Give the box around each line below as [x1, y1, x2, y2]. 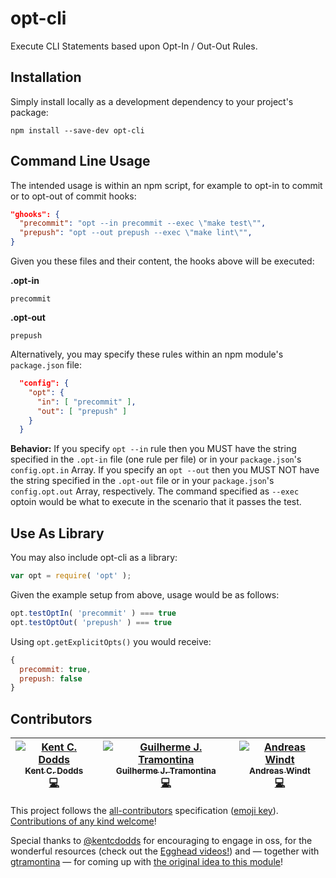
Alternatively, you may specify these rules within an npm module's [10, 348, 284, 361]
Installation [10, 69, 82, 86]
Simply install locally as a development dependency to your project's [10, 95, 294, 107]
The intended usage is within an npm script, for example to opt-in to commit [10, 179, 323, 191]
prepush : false [19, 673, 83, 684]
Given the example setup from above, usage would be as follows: [10, 589, 280, 601]
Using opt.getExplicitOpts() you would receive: [10, 635, 212, 647]
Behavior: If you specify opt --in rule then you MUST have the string [10, 443, 297, 455]
